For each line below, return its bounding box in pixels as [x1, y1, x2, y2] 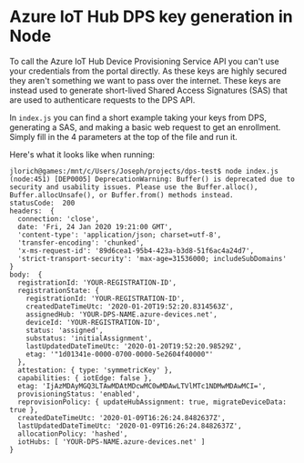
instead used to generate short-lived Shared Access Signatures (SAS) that [9, 85, 289, 96]
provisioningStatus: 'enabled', [17, 389, 141, 398]
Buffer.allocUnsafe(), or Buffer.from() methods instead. [9, 190, 234, 199]
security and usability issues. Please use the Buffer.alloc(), [9, 182, 258, 192]
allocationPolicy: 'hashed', [17, 429, 128, 438]
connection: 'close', [17, 214, 100, 224]
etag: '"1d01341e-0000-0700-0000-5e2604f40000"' [25, 349, 214, 358]
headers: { [9, 206, 55, 216]
